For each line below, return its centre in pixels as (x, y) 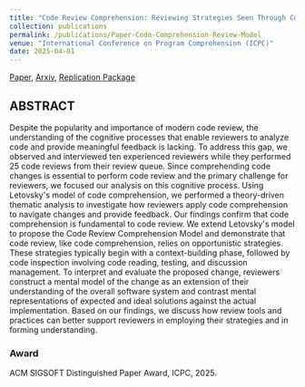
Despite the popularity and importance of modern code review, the (134, 127)
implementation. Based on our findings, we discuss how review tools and (146, 310)
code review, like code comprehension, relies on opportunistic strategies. (147, 243)
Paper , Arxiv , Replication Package (73, 77)
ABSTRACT (42, 106)
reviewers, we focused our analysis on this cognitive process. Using (137, 185)
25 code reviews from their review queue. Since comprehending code (140, 166)
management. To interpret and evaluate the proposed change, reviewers (145, 272)
